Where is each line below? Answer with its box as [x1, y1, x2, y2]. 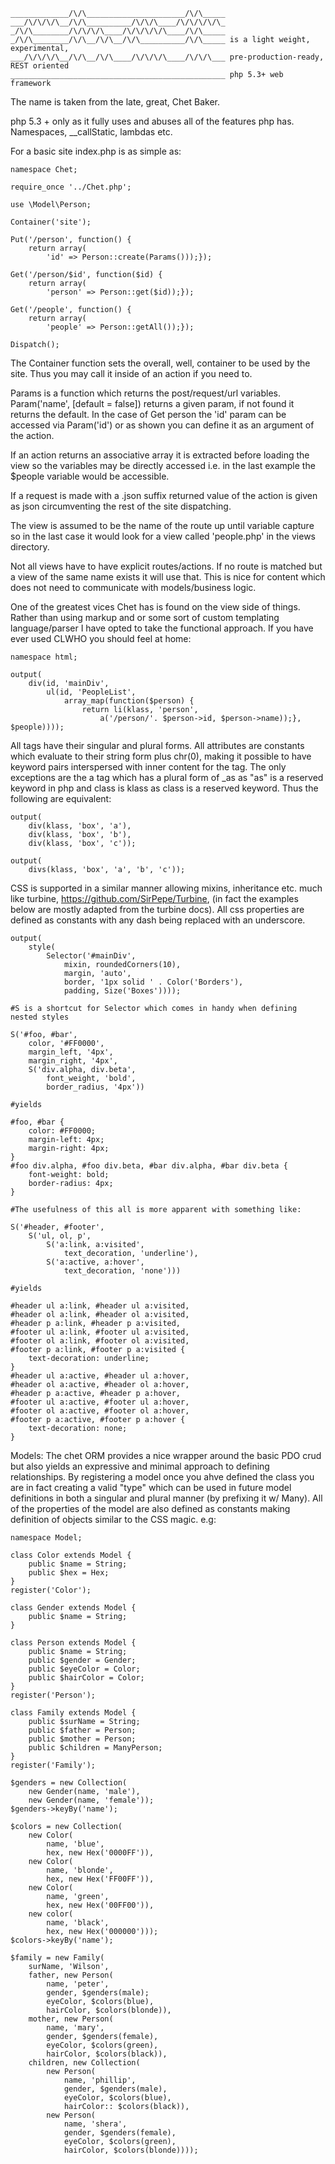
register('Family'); [10, 1760, 97, 1770]
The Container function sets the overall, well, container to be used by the [10, 357, 311, 369]
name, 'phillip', [63, 2075, 137, 2085]
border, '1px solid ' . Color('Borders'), [63, 977, 244, 987]
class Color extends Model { [10, 1550, 132, 1560]
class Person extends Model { [10, 1638, 137, 1648]
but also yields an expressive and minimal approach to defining [10, 1460, 270, 1472]
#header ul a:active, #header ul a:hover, [10, 1371, 190, 1381]
